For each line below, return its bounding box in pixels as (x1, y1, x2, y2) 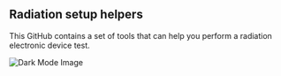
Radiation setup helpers (9, 7, 143, 22)
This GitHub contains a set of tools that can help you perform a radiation (9, 30, 272, 41)
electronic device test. (9, 40, 90, 50)
